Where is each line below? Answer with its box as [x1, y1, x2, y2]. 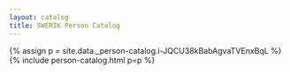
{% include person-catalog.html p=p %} [9, 55, 156, 65]
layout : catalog [9, 12, 69, 22]
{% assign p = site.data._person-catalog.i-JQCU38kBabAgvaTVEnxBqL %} [9, 45, 282, 55]
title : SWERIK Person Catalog [9, 21, 121, 30]
